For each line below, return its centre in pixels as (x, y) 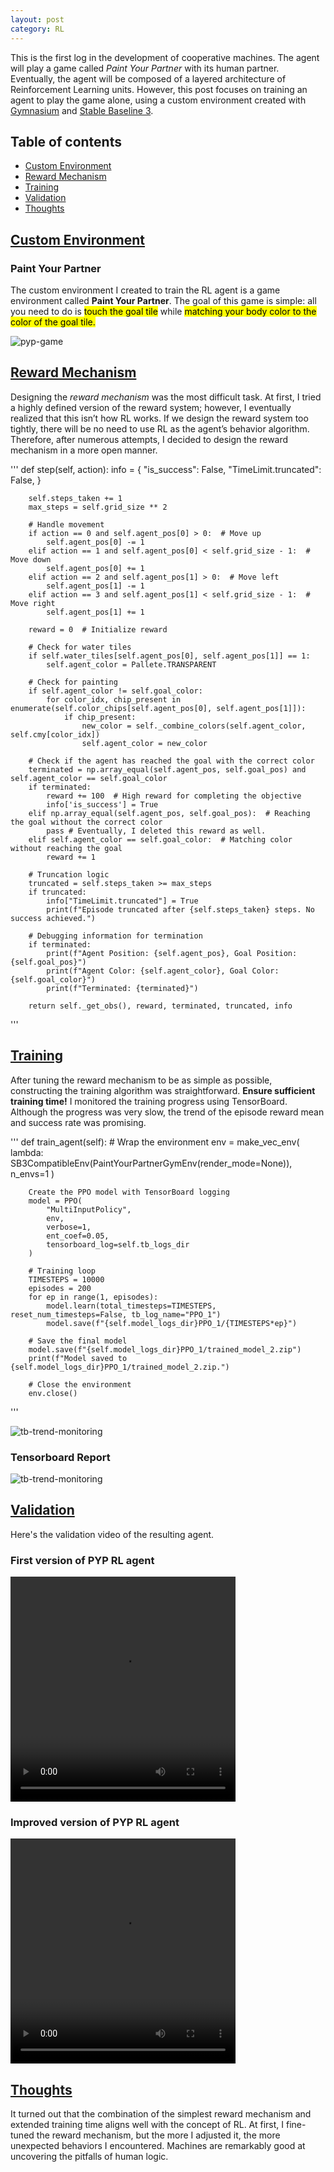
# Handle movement (66, 524)
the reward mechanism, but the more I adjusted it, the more (158, 2135)
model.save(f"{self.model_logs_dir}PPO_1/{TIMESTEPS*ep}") (172, 1323)
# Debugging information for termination (115, 936)
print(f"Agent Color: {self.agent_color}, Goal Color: (163, 971)
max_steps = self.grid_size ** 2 (98, 507)
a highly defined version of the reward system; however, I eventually (151, 407)
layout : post (37, 19)
